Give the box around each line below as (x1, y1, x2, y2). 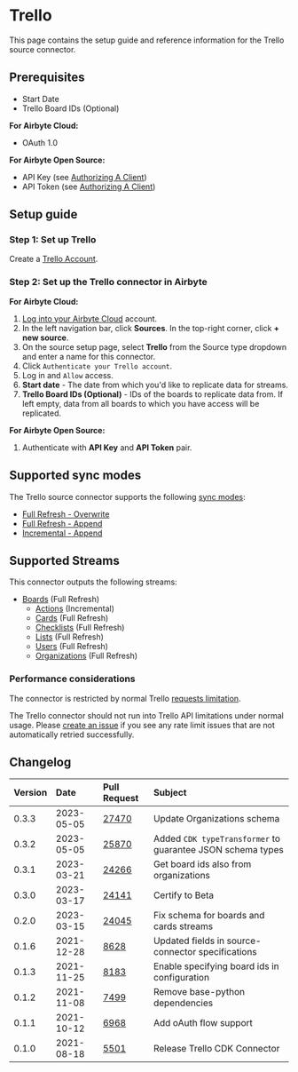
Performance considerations (9, 672, 136, 685)
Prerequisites (9, 70, 85, 85)
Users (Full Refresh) (35, 641, 109, 652)
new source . (21, 332, 69, 343)
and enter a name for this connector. (21, 351, 156, 361)
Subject (153, 787, 187, 799)
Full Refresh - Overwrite (21, 508, 110, 520)
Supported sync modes (9, 468, 142, 483)
